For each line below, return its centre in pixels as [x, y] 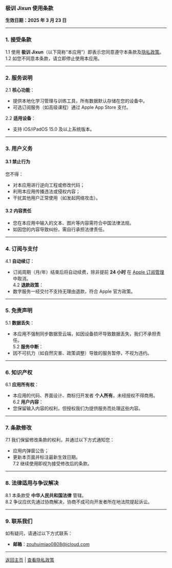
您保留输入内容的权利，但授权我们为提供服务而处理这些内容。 [78, 408]
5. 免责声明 [19, 310]
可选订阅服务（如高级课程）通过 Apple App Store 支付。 [72, 107]
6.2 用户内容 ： [28, 402]
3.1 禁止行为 [18, 162]
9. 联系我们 [19, 521]
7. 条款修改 [18, 428]
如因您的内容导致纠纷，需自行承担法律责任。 [60, 229]
